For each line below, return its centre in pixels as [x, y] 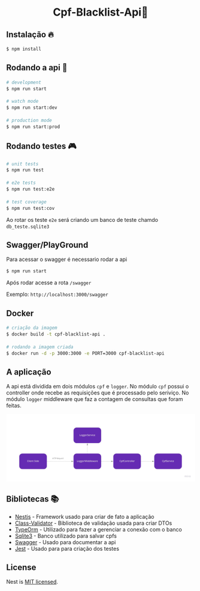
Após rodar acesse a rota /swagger [49, 283]
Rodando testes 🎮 [41, 146]
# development [24, 82]
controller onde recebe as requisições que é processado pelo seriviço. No [98, 393]
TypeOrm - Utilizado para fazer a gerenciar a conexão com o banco [99, 529]
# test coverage [26, 202]
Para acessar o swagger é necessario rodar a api [67, 259]
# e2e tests [21, 183]
